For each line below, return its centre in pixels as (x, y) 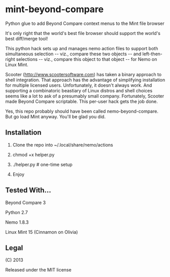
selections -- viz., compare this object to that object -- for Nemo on (87, 59)
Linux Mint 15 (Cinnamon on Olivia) (42, 232)
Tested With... (28, 191)
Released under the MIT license (39, 270)
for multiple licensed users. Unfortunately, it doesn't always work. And (79, 85)
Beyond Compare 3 (26, 202)
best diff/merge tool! (27, 39)
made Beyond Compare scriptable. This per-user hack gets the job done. (82, 101)
